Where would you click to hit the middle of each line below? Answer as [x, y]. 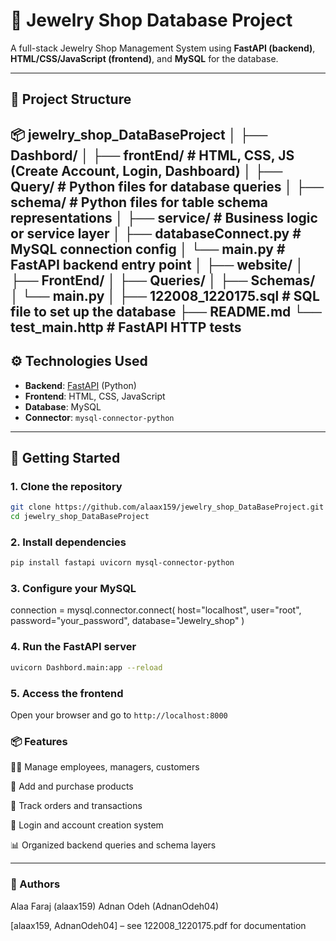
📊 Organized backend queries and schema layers [113, 845]
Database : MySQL [63, 406]
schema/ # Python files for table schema [139, 202]
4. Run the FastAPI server [73, 647]
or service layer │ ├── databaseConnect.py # [156, 233]
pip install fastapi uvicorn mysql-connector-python [122, 563]
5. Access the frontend [67, 693]
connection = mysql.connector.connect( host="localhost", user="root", [156, 610]
